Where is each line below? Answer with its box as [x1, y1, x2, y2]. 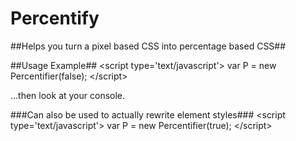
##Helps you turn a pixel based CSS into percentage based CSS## [10, 40, 287, 52]
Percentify [10, 7, 100, 30]
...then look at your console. [10, 89, 126, 101]
